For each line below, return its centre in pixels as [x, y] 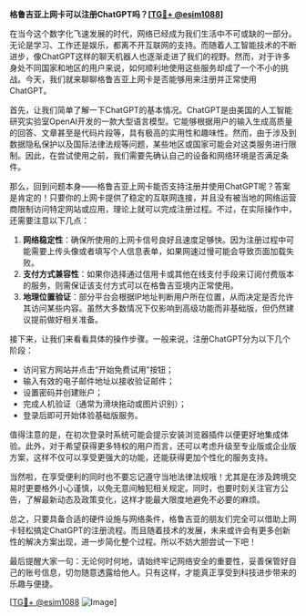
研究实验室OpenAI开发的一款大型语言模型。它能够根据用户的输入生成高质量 [151, 121]
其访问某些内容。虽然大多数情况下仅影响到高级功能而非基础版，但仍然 [154, 308]
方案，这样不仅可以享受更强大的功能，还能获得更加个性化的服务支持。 [141, 457]
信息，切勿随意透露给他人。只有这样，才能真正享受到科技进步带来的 [168, 572]
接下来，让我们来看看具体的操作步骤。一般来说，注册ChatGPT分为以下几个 [150, 339]
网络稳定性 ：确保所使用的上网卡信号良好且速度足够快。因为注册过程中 [154, 240]
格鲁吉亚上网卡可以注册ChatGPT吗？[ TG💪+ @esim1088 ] [117, 14]
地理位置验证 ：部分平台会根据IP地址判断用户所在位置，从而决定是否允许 [158, 297]
